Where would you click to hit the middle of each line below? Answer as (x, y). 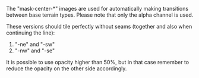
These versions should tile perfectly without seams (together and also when (99, 26)
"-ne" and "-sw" (35, 44)
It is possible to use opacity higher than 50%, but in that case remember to (98, 62)
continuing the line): (31, 33)
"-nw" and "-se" (35, 51)
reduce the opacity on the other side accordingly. (67, 68)
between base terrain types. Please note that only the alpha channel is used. (100, 15)
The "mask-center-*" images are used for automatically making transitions (97, 9)
